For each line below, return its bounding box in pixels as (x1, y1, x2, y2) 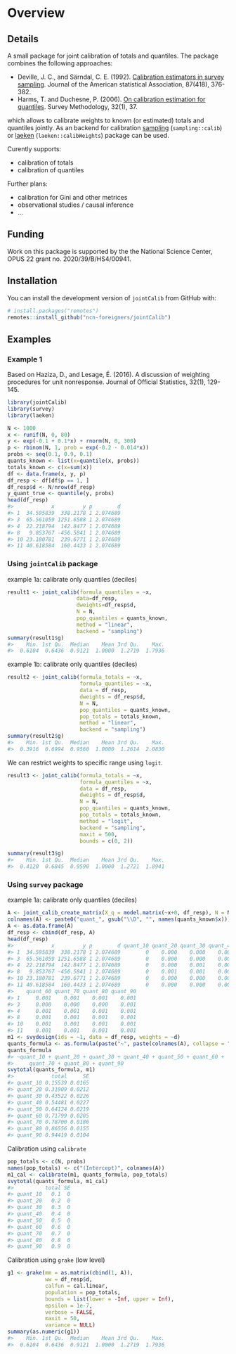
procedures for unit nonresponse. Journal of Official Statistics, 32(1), (7, 378, 206, 386)
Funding (7, 229, 44, 241)
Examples (7, 333, 51, 345)
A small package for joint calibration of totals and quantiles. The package (7, 51, 219, 60)
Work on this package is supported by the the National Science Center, (7, 247, 213, 255)
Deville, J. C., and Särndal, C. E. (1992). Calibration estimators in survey (17, 72, 225, 81)
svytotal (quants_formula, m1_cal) (7, 1177, 109, 1184)
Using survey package (7, 880, 84, 890)
